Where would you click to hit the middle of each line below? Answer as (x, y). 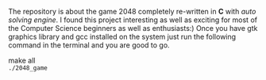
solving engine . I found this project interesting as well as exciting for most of (133, 20)
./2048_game (28, 68)
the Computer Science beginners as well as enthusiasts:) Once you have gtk (133, 28)
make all (22, 60)
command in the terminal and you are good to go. (89, 45)
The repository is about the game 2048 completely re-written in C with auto (132, 11)
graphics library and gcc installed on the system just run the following (122, 36)
